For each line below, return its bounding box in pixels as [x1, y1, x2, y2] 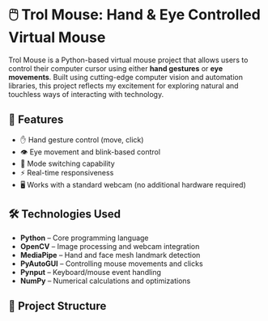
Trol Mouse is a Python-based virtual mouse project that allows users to [8, 55, 249, 65]
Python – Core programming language [19, 233, 149, 243]
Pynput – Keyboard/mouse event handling [19, 267, 162, 277]
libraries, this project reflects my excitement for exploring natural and [8, 81, 239, 91]
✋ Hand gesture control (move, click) [19, 134, 144, 145]
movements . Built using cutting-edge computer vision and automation [8, 72, 243, 82]
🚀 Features [8, 113, 64, 127]
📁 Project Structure [8, 299, 107, 313]
